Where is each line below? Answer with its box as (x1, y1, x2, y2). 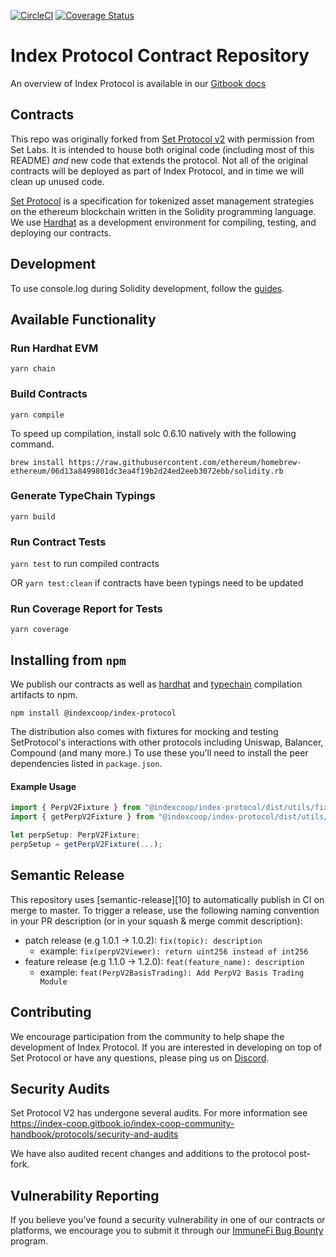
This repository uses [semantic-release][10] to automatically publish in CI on (10, 893, 325, 905)
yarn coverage (10, 625, 70, 635)
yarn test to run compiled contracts (10, 558, 160, 570)
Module (39, 976, 68, 987)
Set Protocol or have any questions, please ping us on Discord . (10, 1051, 270, 1064)
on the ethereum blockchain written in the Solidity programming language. (10, 205, 317, 217)
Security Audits (10, 1080, 110, 1097)
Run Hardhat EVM (10, 341, 99, 355)
